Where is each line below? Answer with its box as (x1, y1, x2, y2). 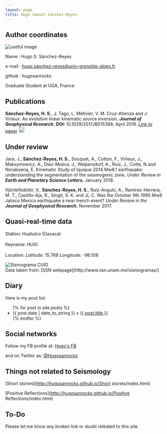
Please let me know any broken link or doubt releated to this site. (5, 423, 139, 429)
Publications (5, 97, 46, 106)
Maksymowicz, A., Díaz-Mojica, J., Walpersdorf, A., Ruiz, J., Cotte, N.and (5, 161, 156, 167)
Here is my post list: (5, 295, 46, 301)
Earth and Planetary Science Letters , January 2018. (5, 177, 114, 183)
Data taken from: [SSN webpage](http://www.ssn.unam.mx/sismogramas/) (5, 267, 159, 273)
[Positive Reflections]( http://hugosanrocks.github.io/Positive (5, 390, 130, 396)
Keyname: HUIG (5, 241, 39, 247)
